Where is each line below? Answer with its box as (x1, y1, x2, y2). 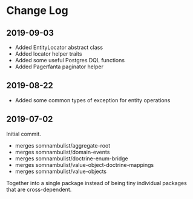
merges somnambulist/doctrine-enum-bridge (15, 155, 128, 162)
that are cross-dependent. (6, 186, 72, 193)
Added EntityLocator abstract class (15, 44, 103, 51)
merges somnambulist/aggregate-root (15, 142, 111, 149)
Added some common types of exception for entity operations (15, 96, 171, 103)
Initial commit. (6, 130, 41, 137)
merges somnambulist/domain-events (15, 148, 110, 155)
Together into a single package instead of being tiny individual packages (6, 179, 188, 186)
